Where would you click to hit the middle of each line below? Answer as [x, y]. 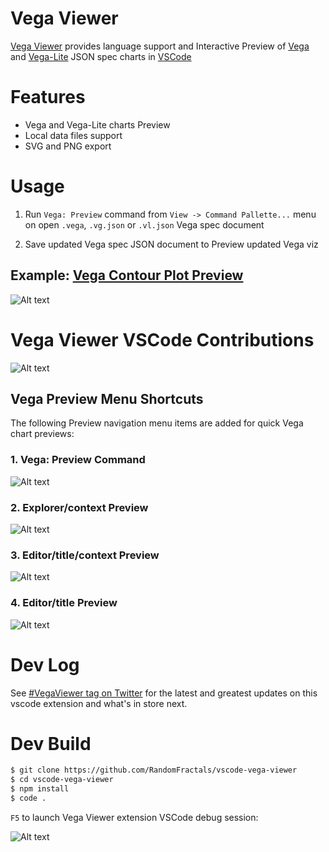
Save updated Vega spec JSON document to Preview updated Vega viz [171, 244]
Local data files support [73, 135]
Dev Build [51, 743]
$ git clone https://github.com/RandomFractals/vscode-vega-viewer [154, 770]
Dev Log [45, 664]
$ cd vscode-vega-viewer [62, 780]
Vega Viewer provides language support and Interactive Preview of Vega [160, 46]
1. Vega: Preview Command [78, 460]
